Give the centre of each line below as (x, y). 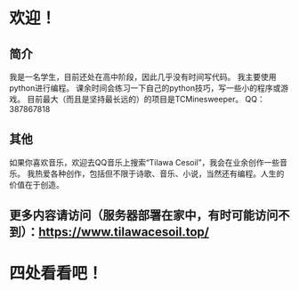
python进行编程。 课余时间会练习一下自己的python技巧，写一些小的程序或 (145, 88)
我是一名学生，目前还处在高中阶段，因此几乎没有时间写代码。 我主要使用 (143, 77)
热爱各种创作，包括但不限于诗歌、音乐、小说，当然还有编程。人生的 (159, 173)
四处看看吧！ (57, 274)
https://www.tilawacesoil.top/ (124, 232)
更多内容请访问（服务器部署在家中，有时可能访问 (144, 216)
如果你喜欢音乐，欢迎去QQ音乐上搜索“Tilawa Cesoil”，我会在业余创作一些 (145, 162)
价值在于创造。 (36, 184)
